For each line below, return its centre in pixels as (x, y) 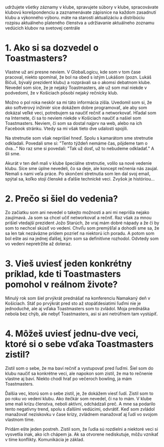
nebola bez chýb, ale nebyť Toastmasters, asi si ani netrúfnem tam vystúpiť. (82, 314)
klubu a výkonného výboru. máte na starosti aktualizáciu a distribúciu (75, 17)
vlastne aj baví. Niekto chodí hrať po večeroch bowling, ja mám (69, 379)
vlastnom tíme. (20, 419)
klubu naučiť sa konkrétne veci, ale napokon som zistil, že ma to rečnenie (79, 373)
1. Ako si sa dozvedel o (52, 48)
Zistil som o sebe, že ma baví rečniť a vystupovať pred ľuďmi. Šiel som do (79, 368)
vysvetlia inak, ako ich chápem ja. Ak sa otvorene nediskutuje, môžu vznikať (82, 434)
